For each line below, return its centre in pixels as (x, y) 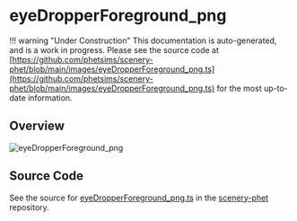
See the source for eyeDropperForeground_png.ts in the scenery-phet (139, 198)
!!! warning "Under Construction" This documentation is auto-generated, (143, 40)
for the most (239, 88)
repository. (29, 207)
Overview (37, 126)
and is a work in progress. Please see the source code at (114, 49)
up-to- (276, 88)
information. (50, 97)
